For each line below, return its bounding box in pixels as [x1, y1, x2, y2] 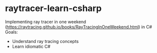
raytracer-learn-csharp [5, 3, 102, 14]
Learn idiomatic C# [12, 43, 51, 49]
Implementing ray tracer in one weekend [5, 19, 86, 25]
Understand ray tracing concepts [12, 38, 79, 44]
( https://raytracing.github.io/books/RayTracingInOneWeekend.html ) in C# [5, 24, 152, 29]
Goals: [5, 29, 18, 35]
